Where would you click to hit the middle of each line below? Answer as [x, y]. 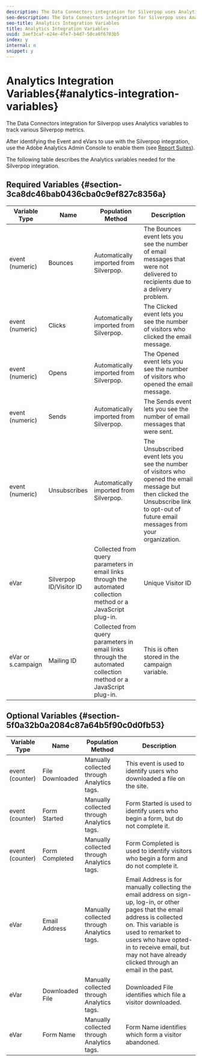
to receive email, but [161, 947]
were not [156, 266]
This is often [161, 649]
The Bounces [162, 228]
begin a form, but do [155, 818]
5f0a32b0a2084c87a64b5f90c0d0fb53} [86, 725]
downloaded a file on [155, 779]
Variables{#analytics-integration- [93, 93]
